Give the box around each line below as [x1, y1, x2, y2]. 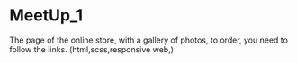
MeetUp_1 [9, 5, 84, 26]
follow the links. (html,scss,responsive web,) [9, 43, 174, 54]
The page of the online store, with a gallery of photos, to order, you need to [9, 35, 288, 45]
